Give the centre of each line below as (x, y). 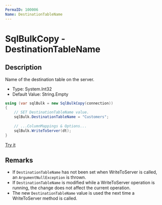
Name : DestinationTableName (34, 14)
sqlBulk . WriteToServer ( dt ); (43, 131)
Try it (10, 145)
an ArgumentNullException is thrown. (49, 177)
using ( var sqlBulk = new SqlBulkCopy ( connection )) (59, 103)
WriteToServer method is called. (45, 199)
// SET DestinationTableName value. (52, 112)
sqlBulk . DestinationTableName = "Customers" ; (62, 117)
